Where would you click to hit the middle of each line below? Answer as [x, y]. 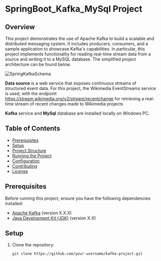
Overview [20, 27]
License [20, 171]
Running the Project [32, 156]
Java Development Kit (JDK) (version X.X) [54, 218]
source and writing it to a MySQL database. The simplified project [71, 59]
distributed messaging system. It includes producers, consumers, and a [77, 44]
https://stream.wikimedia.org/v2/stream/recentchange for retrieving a [75, 99]
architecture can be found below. [38, 64]
